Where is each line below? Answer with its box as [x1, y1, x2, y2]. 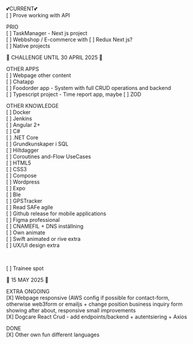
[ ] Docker [6, 109, 31, 116]
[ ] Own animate [6, 229, 46, 236]
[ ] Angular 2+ [6, 122, 41, 128]
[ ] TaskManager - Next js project [6, 30, 88, 36]
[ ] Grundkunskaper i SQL [6, 140, 69, 147]
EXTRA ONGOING [6, 288, 50, 295]
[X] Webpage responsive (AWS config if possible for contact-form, [6, 295, 170, 301]
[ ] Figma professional [6, 216, 60, 223]
